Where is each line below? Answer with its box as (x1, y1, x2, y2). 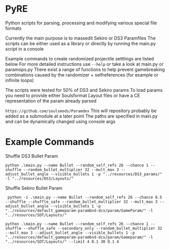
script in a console (5, 46, 44, 52)
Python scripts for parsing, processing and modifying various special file (5, 20, 157, 26)
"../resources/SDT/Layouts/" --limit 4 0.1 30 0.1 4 (5, 239, 119, 244)
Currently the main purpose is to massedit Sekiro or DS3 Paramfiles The (5, 35, 156, 41)
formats (5, 25, 22, 31)
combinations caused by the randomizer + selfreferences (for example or (5, 72, 159, 78)
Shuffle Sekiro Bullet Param (5, 185, 62, 191)
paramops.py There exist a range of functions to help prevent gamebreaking (5, 66, 165, 73)
